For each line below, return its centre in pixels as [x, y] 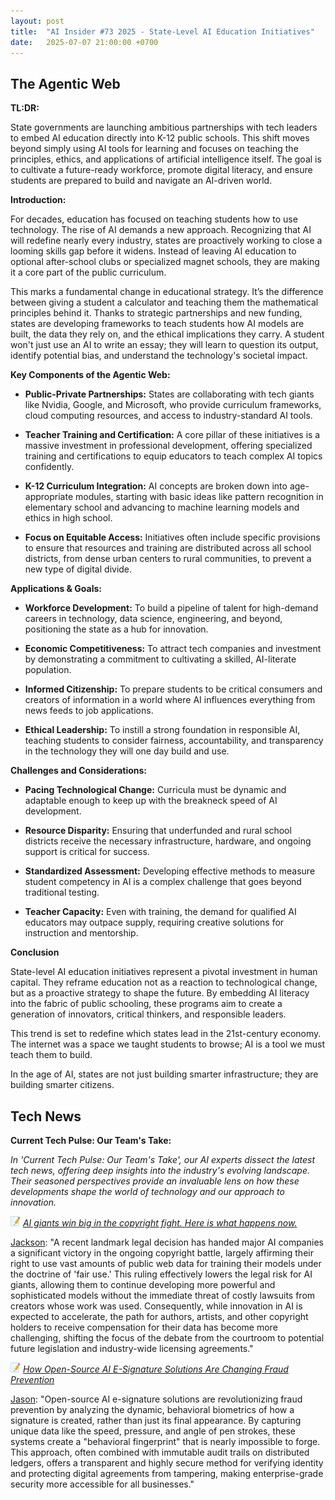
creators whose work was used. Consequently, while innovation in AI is [156, 1306]
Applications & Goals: [56, 589]
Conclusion [35, 952]
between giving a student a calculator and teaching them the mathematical [164, 302]
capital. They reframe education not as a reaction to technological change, [164, 982]
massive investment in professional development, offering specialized [168, 446]
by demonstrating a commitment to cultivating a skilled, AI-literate [160, 659]
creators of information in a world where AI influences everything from [170, 700]
